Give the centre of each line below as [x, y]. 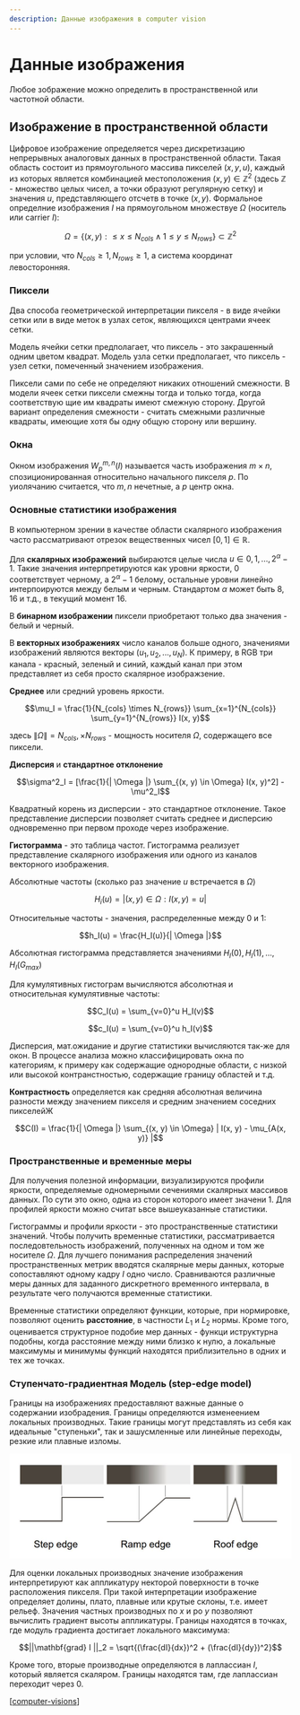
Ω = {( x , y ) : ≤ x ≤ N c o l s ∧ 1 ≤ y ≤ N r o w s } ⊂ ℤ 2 [150, 237]
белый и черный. [42, 625]
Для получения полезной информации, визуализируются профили [137, 1180]
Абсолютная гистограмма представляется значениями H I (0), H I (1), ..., [142, 954]
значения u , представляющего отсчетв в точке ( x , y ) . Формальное [136, 198]
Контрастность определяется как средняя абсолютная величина [136, 1092]
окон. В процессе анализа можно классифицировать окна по [127, 1055]
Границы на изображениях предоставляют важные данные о [127, 1403]
